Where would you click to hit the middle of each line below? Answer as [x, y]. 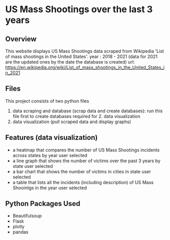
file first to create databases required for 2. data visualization [76, 116]
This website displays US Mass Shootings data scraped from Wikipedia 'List [84, 51]
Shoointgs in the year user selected [50, 188]
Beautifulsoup [27, 216]
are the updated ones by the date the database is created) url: [70, 62]
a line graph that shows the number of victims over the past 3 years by [87, 161]
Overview [21, 39]
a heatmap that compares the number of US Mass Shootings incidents [86, 150]
